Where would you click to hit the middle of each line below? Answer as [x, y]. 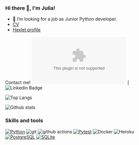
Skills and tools [24, 121]
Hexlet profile [26, 30]
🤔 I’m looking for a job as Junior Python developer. [65, 19]
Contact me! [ [67, 82]
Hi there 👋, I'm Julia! [30, 8]
